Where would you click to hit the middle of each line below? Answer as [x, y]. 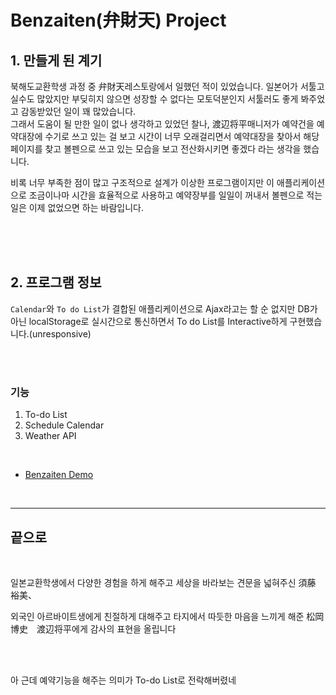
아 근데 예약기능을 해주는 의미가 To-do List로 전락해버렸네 [123, 680]
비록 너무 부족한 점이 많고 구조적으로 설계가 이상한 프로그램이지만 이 [142, 182]
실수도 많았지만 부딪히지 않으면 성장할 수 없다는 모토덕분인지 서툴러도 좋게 [154, 99]
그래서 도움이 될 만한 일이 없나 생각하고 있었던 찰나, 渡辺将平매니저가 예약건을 [162, 124]
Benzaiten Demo [59, 475]
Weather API [50, 436]
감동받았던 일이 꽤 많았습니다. [78, 111]
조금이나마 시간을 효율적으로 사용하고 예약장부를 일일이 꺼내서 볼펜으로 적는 [175, 195]
